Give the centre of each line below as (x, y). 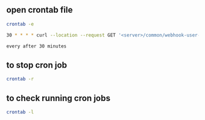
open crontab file (40, 10)
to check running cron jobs (59, 98)
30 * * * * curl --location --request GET (61, 35)
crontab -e (20, 24)
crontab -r (20, 79)
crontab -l (20, 112)
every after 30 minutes (37, 46)
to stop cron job (37, 65)
